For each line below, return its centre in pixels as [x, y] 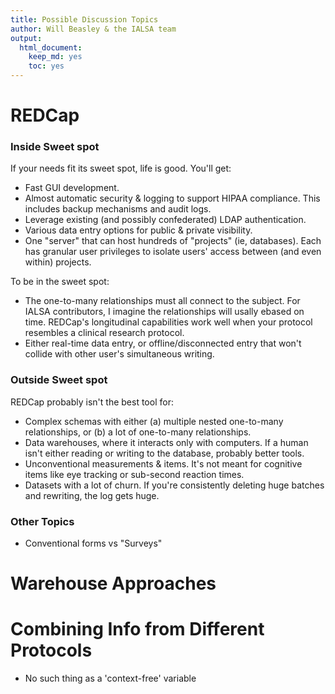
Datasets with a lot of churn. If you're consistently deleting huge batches [174, 485]
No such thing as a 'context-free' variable [110, 678]
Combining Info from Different [137, 629]
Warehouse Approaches [113, 583]
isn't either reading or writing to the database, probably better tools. [164, 453]
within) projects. [58, 262]
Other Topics [42, 521]
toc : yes [46, 66]
